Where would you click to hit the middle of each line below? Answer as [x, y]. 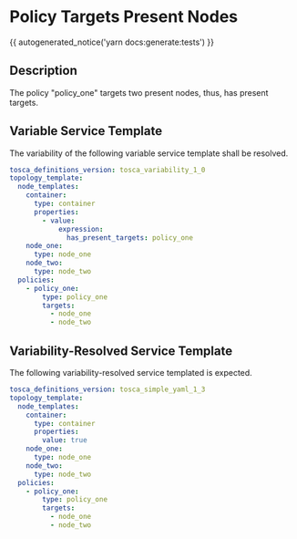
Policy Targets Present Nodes [124, 17]
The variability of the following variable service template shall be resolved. [149, 153]
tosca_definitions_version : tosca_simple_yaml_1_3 [108, 389]
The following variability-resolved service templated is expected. [131, 373]
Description [43, 71]
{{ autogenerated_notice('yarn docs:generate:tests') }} [112, 42]
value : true [65, 441]
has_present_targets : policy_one [130, 238]
